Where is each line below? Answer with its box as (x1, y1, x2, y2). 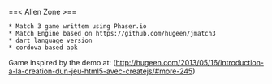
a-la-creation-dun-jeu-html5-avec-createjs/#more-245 (8, 66, 193, 76)
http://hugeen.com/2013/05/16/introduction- (115, 58, 264, 67)
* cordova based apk (8, 44, 79, 52)
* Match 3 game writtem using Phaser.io (8, 23, 148, 31)
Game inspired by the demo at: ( (8, 58, 116, 67)
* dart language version (8, 36, 93, 44)
